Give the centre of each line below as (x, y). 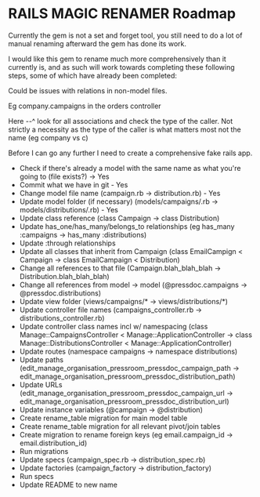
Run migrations (44, 451)
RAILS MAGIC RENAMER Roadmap (122, 14)
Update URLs (41, 384)
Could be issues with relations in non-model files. (88, 90)
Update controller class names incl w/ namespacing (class (114, 326)
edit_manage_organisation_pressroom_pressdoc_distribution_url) (124, 401)
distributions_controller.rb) (62, 317)
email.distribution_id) (53, 443)
